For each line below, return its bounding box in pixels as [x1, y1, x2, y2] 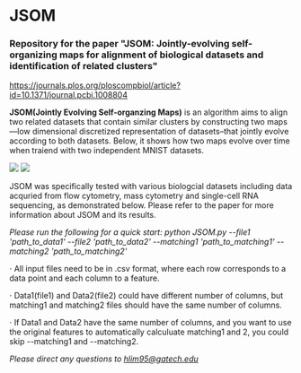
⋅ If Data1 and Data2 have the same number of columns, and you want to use [9, 317, 292, 328]
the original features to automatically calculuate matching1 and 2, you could [9, 326, 289, 337]
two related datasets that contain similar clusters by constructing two [9, 117, 265, 127]
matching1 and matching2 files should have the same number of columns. [9, 299, 283, 310]
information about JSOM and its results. [9, 210, 157, 221]
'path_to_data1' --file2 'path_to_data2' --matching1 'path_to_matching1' [9, 237, 276, 247]
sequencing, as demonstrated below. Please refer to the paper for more [9, 200, 274, 211]
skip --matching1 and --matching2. [9, 336, 139, 347]
